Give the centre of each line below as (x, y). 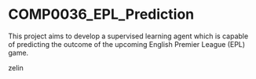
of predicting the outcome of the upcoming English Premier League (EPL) (127, 44)
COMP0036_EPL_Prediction (101, 14)
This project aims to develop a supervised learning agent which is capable (128, 36)
